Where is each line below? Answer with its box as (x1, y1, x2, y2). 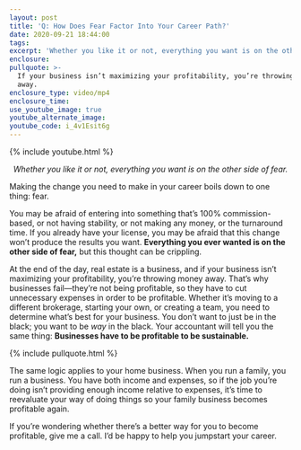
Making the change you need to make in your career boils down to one (9, 181, 271, 191)
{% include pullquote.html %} (9, 348, 118, 358)
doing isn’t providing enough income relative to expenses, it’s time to (9, 384, 262, 395)
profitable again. (9, 403, 70, 414)
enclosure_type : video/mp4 (9, 88, 110, 97)
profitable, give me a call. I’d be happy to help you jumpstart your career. (9, 430, 278, 441)
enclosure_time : (9, 96, 70, 106)
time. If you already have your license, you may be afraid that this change (9, 227, 280, 238)
